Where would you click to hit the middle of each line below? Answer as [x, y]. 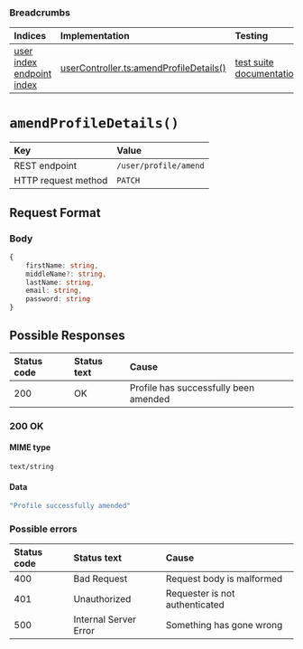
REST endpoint [46, 166]
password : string [58, 299]
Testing [252, 36]
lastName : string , [60, 282]
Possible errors [44, 529]
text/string [32, 466]
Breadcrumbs [40, 13]
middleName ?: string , [66, 274]
